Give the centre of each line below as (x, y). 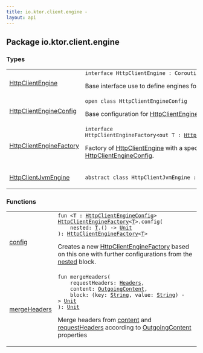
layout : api (21, 18)
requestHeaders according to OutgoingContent (124, 328)
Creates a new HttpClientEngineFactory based (123, 247)
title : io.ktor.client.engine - (47, 12)
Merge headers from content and (105, 320)
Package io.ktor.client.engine (63, 42)
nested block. (77, 262)
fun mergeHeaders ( (84, 277)
